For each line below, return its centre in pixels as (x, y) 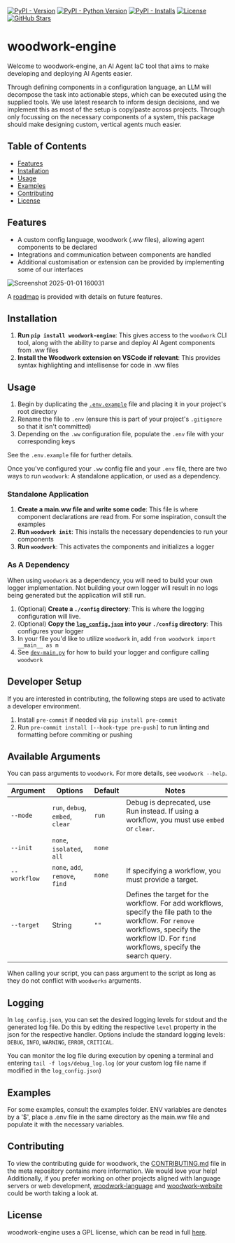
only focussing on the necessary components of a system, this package (111, 116)
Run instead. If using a (162, 812)
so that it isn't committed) (54, 426)
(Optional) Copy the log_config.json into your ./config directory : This (120, 624)
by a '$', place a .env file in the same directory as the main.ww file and (109, 1117)
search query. (149, 956)
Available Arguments (54, 757)
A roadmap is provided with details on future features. (85, 296)
